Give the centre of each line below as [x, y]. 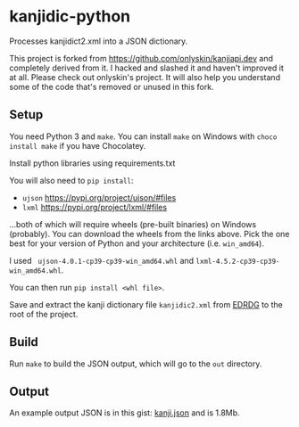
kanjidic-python [70, 16]
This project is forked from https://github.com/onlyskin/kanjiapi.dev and [141, 58]
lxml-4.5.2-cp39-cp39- [238, 261]
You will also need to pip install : [71, 180]
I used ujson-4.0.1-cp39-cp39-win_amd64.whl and [102, 260]
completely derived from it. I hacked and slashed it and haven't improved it [146, 68]
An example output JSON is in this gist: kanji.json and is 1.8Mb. [125, 413]
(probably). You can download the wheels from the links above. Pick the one [149, 234]
